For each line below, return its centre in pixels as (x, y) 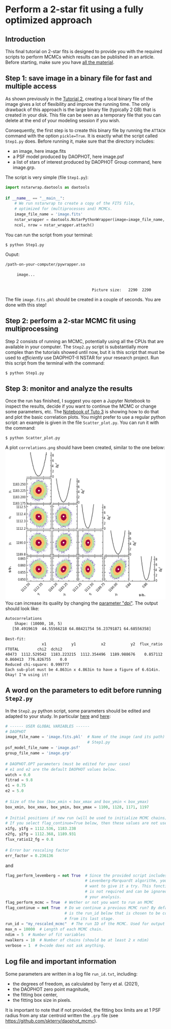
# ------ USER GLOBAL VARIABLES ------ (48, 726)
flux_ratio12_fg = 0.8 (29, 840)
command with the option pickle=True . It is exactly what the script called (81, 136)
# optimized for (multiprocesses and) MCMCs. (64, 209)
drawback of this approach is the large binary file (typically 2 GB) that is (81, 109)
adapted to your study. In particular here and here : (58, 716)
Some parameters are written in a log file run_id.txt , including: (72, 974)
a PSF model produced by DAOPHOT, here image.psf (68, 156)
